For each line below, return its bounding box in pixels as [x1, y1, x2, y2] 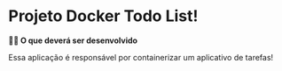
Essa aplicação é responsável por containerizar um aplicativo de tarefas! [8, 52, 274, 62]
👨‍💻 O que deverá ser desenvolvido [8, 35, 138, 46]
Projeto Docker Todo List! [8, 6, 199, 26]
